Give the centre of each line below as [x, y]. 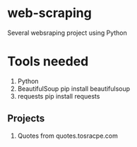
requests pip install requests [59, 96]
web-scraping [49, 13]
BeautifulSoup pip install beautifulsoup [74, 88]
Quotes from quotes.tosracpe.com [67, 136]
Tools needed [48, 61]
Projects [26, 119]
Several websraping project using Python [67, 33]
